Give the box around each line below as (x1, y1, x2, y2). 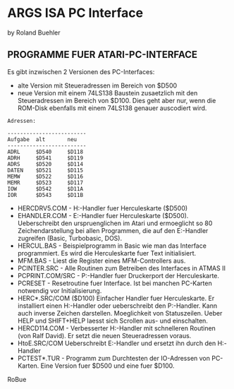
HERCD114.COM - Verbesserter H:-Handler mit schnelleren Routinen (17, 323, 216, 333)
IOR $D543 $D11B (7, 191, 83, 198)
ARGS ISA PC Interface (7, 5, 143, 21)
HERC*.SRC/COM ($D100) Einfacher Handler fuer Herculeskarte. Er (17, 294, 215, 302)
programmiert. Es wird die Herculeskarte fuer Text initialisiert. (17, 249, 197, 257)
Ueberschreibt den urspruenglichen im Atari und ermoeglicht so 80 (17, 219, 213, 227)
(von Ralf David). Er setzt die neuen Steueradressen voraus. (17, 331, 192, 340)
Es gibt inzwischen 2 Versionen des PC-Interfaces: (7, 67, 155, 76)
